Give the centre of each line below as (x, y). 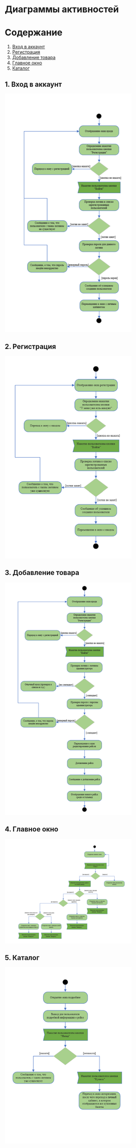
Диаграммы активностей (62, 9)
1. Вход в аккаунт (33, 84)
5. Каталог (22, 958)
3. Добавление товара (42, 573)
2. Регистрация (30, 346)
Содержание (34, 33)
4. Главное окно (32, 829)
